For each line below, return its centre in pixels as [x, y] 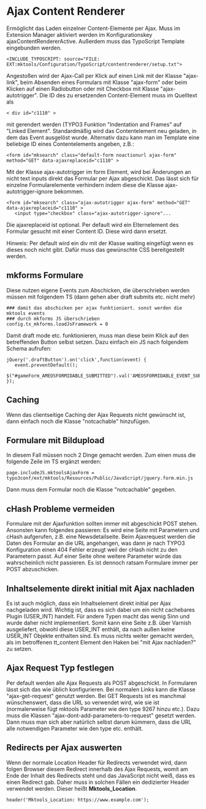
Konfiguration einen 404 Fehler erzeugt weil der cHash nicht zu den [92, 550]
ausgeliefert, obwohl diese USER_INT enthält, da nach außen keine [91, 629]
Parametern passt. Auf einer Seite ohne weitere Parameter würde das [94, 556]
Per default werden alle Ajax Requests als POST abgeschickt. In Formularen [102, 683]
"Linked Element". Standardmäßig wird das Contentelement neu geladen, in [101, 131]
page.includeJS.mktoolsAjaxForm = [51, 473]
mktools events [26, 313]
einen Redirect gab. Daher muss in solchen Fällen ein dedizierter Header [98, 782]
